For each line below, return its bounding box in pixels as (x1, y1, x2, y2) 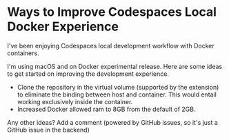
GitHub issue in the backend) (7, 126, 90, 134)
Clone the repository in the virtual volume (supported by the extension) (17, 83, 219, 91)
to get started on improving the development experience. (7, 70, 169, 78)
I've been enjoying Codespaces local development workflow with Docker (7, 41, 215, 50)
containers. (7, 49, 39, 57)
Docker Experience (7, 19, 119, 34)
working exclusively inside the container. (17, 97, 133, 106)
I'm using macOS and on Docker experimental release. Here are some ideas (7, 62, 223, 70)
